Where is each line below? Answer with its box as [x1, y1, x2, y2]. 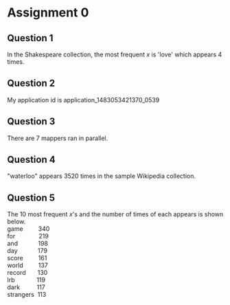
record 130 [7, 269, 48, 277]
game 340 [7, 225, 50, 233]
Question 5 [7, 192, 56, 203]
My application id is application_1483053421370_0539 [7, 95, 160, 104]
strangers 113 [7, 291, 47, 299]
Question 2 [7, 78, 56, 89]
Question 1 [7, 32, 54, 44]
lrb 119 [7, 276, 46, 284]
